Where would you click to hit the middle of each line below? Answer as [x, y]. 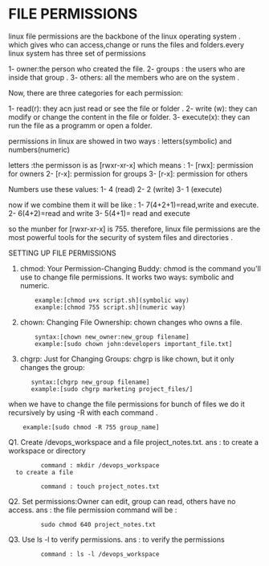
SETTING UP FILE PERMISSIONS [62, 253]
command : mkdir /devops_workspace [100, 465]
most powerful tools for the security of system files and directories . [120, 237]
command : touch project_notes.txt [100, 487]
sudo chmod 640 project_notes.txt [98, 524]
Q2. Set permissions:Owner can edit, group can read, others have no [122, 501]
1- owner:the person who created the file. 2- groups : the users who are [127, 68]
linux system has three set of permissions [77, 53]
